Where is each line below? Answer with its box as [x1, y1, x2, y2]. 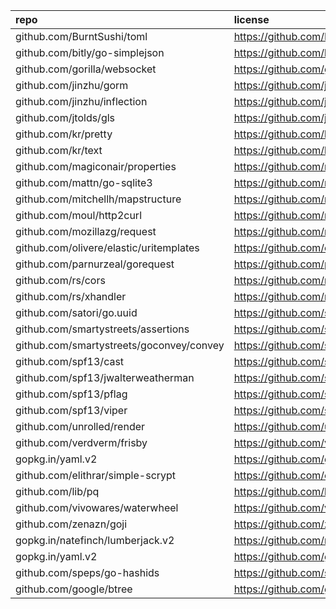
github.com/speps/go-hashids [15, 566, 160, 579]
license [233, 13, 270, 26]
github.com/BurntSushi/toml [15, 30, 148, 43]
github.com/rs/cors [15, 274, 106, 287]
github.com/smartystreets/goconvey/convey [15, 339, 225, 352]
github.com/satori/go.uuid [15, 306, 138, 319]
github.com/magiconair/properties [15, 160, 177, 173]
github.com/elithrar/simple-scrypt [15, 469, 177, 482]
